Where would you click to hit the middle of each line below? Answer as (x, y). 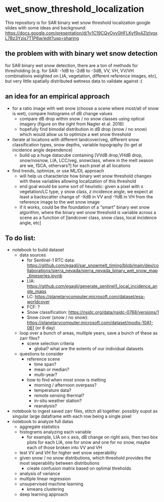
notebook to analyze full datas (43, 422)
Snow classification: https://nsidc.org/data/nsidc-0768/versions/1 (93, 312)
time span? (45, 364)
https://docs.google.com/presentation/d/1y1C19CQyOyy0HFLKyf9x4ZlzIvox (81, 33)
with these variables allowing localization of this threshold (78, 181)
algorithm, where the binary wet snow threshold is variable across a (88, 212)
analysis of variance (40, 474)
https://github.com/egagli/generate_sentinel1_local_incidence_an (92, 286)
